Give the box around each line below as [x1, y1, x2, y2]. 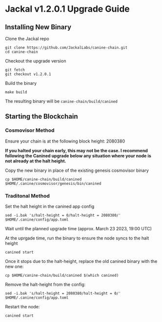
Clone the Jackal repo [5, 36, 50, 41]
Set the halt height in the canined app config [5, 203, 95, 209]
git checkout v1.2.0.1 [5, 72, 51, 77]
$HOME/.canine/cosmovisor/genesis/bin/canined [5, 181, 101, 186]
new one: [5, 263, 24, 269]
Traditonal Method [5, 192, 50, 199]
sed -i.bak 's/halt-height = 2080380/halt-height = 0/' [5, 291, 121, 296]
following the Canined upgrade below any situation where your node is [5, 153, 151, 159]
